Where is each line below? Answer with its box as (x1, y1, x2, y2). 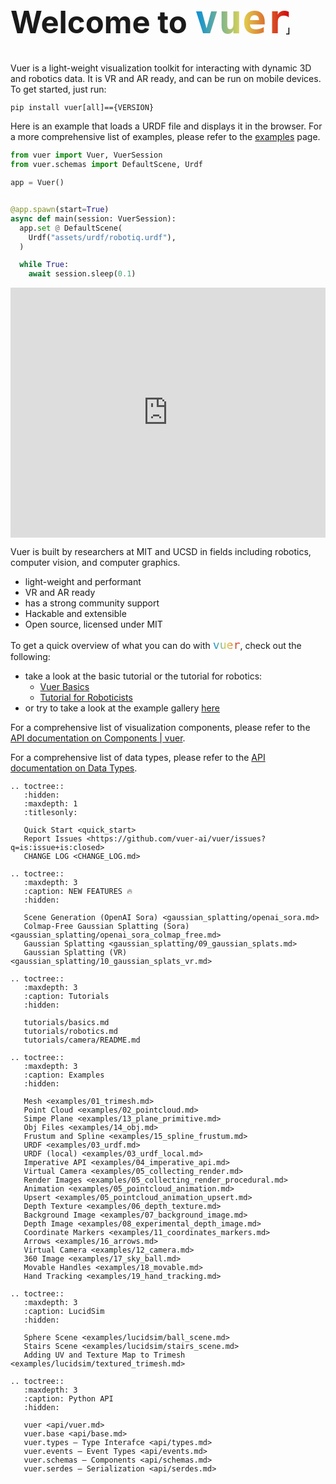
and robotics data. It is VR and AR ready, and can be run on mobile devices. (10, 73, 322, 85)
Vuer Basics (39, 681, 90, 693)
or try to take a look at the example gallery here (24, 702, 220, 714)
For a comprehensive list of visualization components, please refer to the (10, 722, 311, 734)
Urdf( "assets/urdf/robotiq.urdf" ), (28, 232, 177, 242)
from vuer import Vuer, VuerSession (10, 150, 163, 161)
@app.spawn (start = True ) (10, 205, 110, 215)
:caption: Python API (23, 1394, 114, 1404)
